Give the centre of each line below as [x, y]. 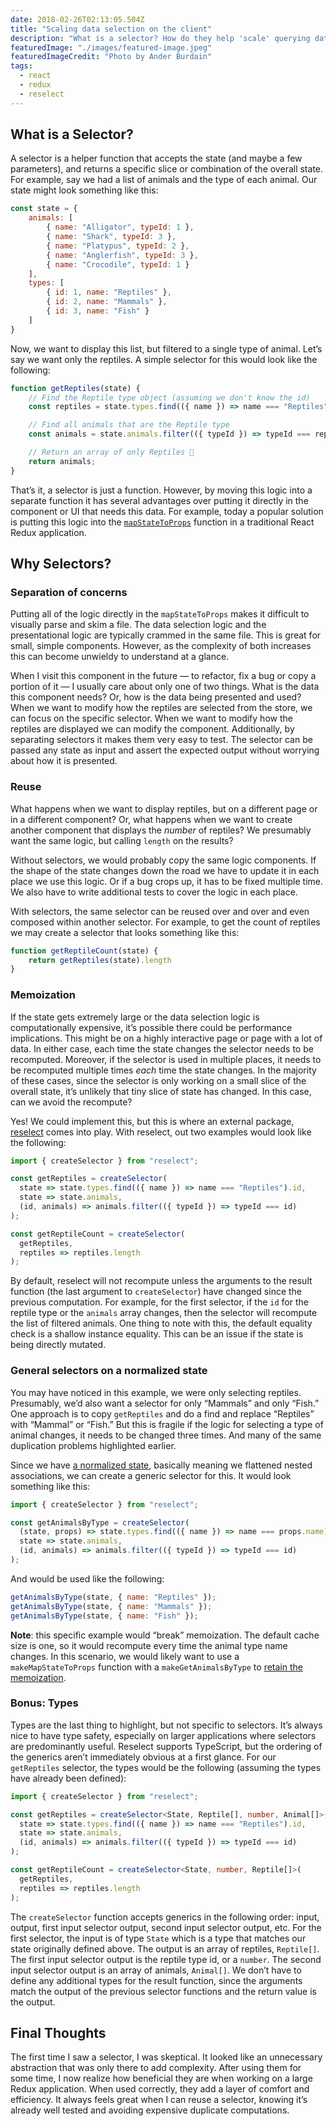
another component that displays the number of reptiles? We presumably [161, 830]
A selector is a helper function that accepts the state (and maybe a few [156, 158]
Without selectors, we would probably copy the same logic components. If [163, 860]
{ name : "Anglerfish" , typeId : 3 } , [122, 255]
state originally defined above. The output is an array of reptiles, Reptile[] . [165, 1948]
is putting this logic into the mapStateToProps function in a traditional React [162, 522]
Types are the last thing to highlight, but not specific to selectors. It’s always [166, 1725]
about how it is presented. [64, 761]
